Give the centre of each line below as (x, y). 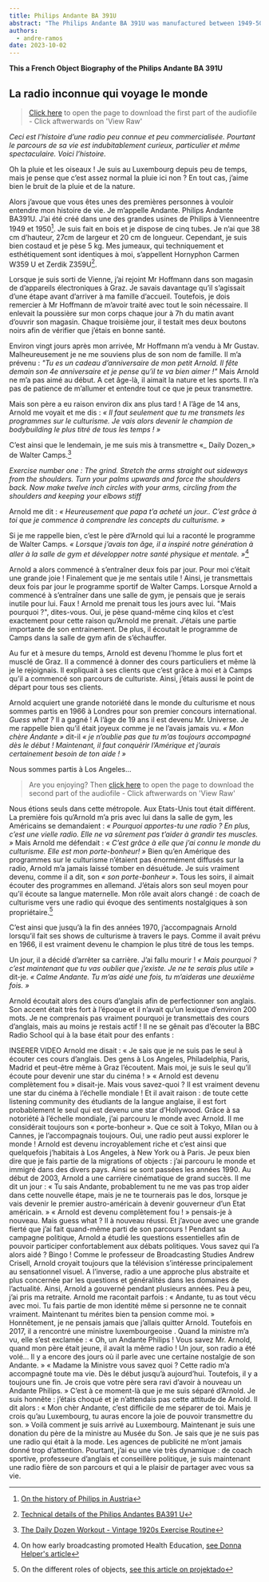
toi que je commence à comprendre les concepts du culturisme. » (117, 520)
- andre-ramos (40, 38)
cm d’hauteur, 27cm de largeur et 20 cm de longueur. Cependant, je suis (128, 237)
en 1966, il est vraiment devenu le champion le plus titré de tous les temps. (132, 945)
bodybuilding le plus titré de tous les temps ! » (85, 430)
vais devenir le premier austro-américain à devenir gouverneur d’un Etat (127, 1204)
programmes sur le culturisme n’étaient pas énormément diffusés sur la (127, 859)
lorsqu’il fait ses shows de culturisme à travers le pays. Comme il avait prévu (135, 936)
